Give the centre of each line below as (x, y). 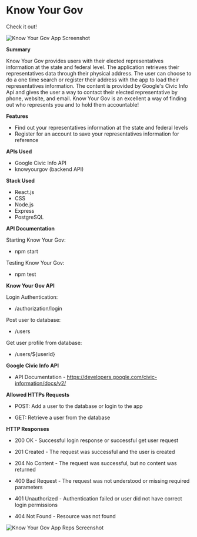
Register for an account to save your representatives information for (97, 134)
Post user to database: (34, 319)
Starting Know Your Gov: (36, 240)
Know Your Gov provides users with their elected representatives (85, 61)
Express (24, 210)
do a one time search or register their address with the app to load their (93, 80)
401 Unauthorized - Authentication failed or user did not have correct (98, 498)
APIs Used (19, 151)
